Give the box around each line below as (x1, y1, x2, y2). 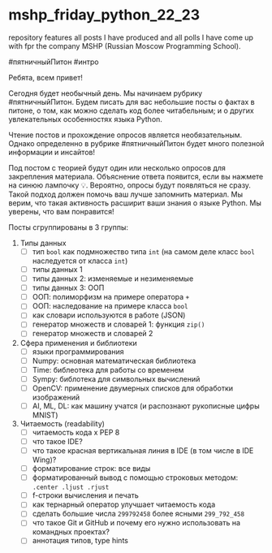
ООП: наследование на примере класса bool (32, 301, 188, 311)
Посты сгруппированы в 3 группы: (8, 222, 128, 232)
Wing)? (32, 455, 57, 464)
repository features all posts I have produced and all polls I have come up (8, 32, 254, 42)
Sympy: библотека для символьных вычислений (32, 374, 201, 383)
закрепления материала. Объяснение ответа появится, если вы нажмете (8, 171, 264, 181)
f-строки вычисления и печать (32, 490, 140, 500)
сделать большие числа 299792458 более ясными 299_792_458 (32, 509, 245, 519)
